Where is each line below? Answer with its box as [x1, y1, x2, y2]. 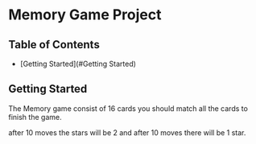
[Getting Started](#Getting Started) [19, 59, 137, 68]
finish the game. [8, 112, 62, 121]
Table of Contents [8, 38, 101, 51]
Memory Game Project [8, 6, 162, 24]
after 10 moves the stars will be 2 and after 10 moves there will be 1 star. [8, 127, 246, 138]
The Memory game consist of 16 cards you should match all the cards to [8, 103, 248, 113]
